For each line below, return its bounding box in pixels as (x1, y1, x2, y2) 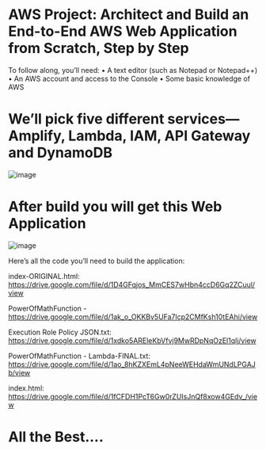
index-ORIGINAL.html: (8, 271, 81, 280)
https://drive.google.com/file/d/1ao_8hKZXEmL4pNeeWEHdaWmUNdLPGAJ (8, 359, 256, 369)
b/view (8, 368, 31, 377)
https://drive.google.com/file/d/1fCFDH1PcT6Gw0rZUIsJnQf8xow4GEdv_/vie (8, 391, 258, 401)
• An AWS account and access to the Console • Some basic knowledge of (8, 74, 251, 83)
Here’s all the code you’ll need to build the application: (8, 256, 185, 265)
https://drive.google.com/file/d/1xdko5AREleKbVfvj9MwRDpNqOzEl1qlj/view (8, 335, 256, 345)
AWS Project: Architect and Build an (8, 6, 249, 24)
